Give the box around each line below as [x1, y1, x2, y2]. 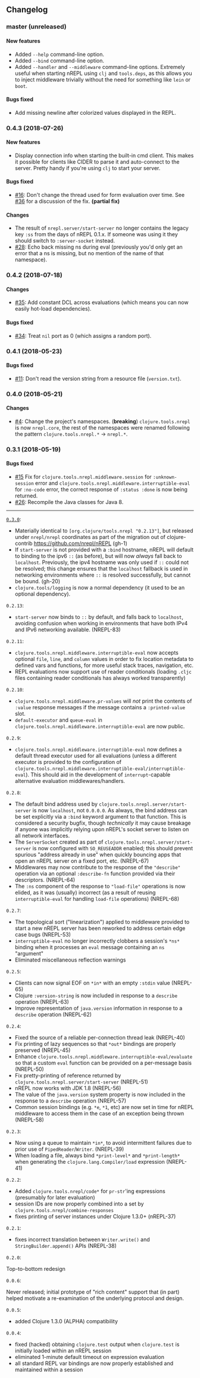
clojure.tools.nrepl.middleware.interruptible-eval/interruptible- [14, 766, 186, 772]
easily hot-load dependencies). [14, 305, 92, 312]
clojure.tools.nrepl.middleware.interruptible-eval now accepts [14, 649, 179, 656]
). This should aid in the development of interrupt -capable [26, 771, 171, 778]
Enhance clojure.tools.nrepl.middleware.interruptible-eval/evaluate [14, 1053, 193, 1060]
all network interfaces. [14, 832, 70, 839]
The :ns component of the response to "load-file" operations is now [14, 882, 186, 890]
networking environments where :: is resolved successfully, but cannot [14, 571, 191, 578]
